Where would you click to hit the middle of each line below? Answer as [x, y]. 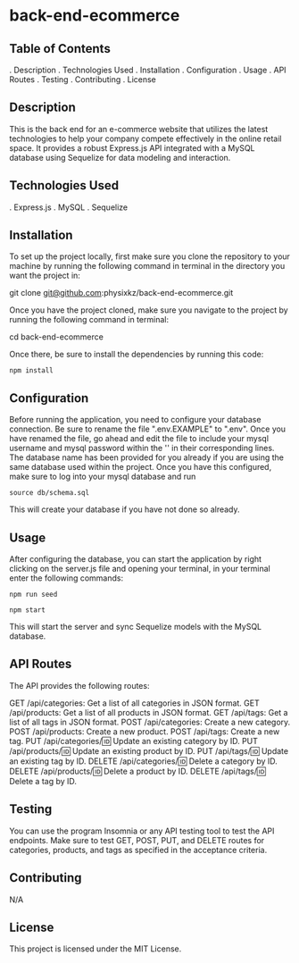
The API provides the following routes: [79, 685]
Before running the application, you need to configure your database [135, 420]
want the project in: [45, 276]
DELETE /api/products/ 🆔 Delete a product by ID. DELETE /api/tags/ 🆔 [137, 771]
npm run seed [33, 595]
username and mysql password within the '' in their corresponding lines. [142, 448]
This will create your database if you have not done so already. [125, 509]
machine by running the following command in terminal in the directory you [147, 266]
